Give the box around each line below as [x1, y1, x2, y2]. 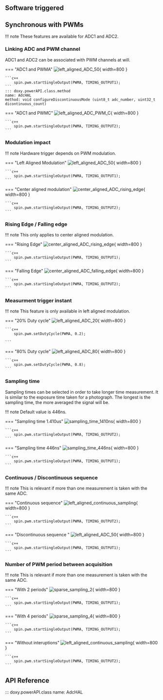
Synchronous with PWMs [5, 21, 84, 29]
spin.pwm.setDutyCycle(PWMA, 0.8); [14, 362, 86, 367]
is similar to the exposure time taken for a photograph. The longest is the [5, 394, 151, 400]
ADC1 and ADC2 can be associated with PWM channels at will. [5, 57, 130, 63]
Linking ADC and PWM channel [5, 46, 80, 53]
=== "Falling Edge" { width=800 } [5, 268, 144, 274]
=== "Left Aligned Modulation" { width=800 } [5, 160, 142, 166]
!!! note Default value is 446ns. [5, 409, 67, 415]
